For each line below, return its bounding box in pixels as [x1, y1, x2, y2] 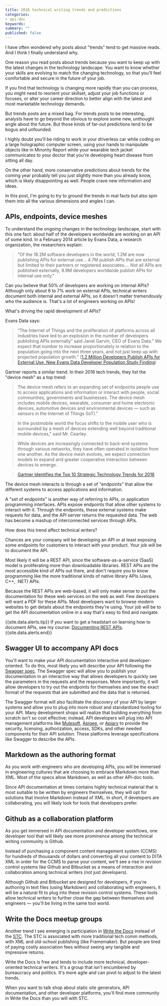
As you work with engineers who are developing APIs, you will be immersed [5, 763, 161, 770]
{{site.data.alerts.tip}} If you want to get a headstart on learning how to [5, 618, 151, 625]
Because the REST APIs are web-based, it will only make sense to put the [5, 588, 156, 594]
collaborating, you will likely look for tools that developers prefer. [5, 800, 138, 806]
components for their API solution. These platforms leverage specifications [5, 730, 159, 736]
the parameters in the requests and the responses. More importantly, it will [5, 678, 159, 684]
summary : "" [5, 26, 30, 31]
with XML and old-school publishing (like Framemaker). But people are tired [5, 938, 161, 945]
